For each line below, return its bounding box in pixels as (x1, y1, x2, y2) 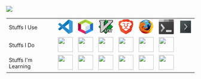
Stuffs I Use (8, 24, 38, 31)
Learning (8, 62, 31, 69)
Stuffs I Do (8, 42, 35, 49)
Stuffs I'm (8, 56, 33, 64)
